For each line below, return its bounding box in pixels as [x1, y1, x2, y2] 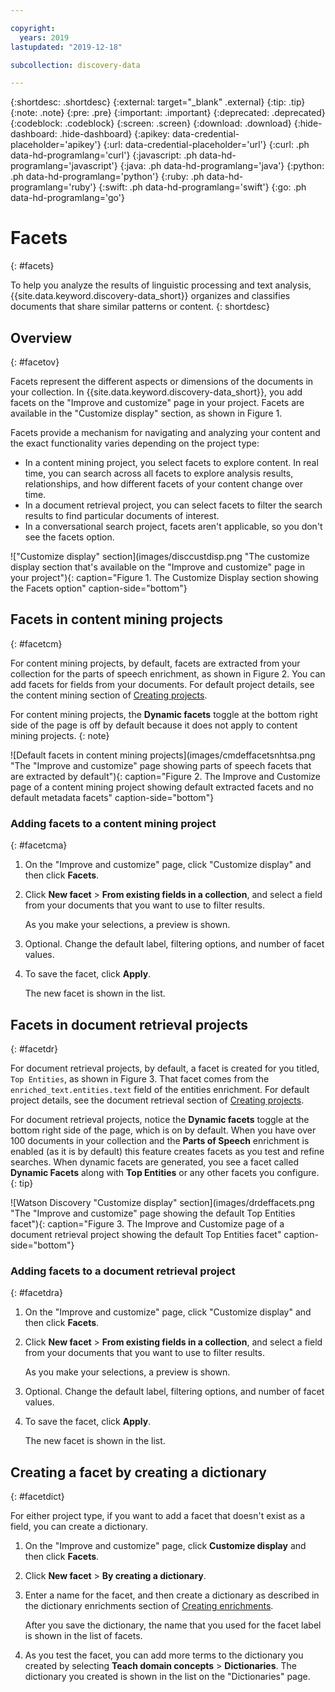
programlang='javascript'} [10, 160, 118, 172]
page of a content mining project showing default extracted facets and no [10, 781, 314, 793]
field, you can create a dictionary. [10, 1521, 148, 1533]
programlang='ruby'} [10, 181, 97, 193]
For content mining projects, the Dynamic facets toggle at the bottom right [10, 708, 318, 720]
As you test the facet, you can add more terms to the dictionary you [24, 1649, 304, 1661]
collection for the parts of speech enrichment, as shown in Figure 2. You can [10, 667, 326, 680]
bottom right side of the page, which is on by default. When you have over [10, 1124, 317, 1136]
